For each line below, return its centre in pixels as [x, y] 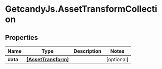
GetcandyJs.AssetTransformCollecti [81, 9]
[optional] [117, 59]
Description [88, 51]
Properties [22, 37]
